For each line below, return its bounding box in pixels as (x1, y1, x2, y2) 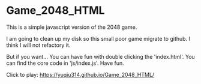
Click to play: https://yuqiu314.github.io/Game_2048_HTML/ (6, 71, 155, 78)
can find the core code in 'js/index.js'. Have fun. (6, 59, 124, 67)
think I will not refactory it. (6, 41, 71, 49)
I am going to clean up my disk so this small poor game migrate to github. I (6, 35, 191, 42)
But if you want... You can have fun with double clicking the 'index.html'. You (6, 53, 195, 60)
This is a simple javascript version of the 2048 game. (6, 23, 137, 31)
